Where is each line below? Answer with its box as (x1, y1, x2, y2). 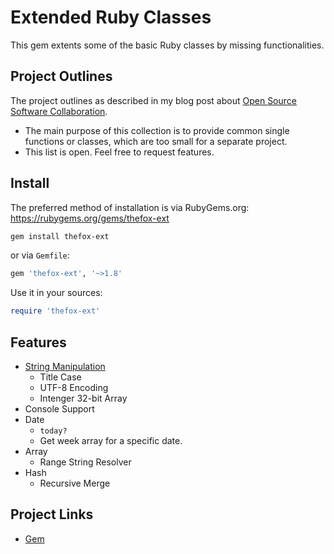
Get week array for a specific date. (39, 435, 183, 446)
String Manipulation (24, 361, 106, 372)
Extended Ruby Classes (10, 6, 212, 29)
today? (39, 426, 68, 436)
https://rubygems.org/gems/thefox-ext (10, 212, 170, 224)
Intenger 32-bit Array (39, 392, 128, 404)
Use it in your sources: (10, 287, 103, 299)
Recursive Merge (39, 477, 111, 489)
